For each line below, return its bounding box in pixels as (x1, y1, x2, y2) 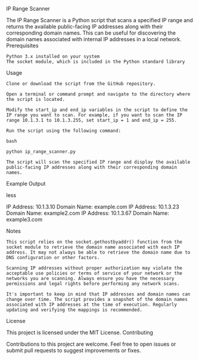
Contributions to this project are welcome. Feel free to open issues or (6, 340, 176, 347)
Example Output (6, 180, 46, 187)
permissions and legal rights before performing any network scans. (6, 281, 180, 287)
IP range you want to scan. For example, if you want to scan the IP (6, 112, 183, 118)
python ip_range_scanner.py (6, 149, 76, 155)
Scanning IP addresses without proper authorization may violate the (6, 265, 183, 271)
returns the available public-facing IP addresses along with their (6, 23, 163, 30)
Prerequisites (6, 42, 39, 49)
